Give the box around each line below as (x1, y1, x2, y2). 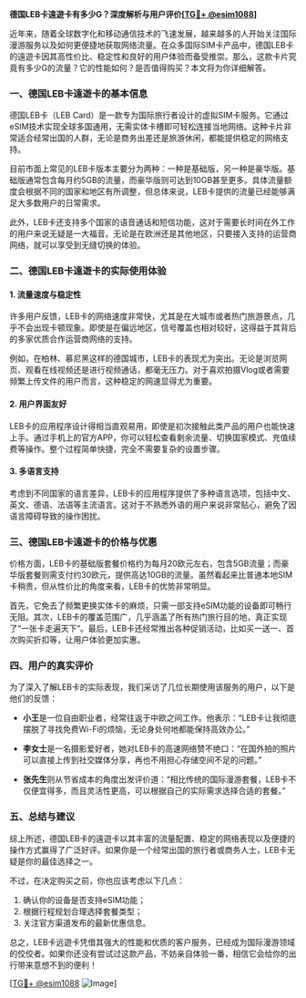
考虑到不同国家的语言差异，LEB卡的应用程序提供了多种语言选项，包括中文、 (9, 488, 296, 499)
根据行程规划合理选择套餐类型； (22, 906, 143, 917)
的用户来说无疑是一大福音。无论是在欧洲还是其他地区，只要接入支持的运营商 (9, 228, 297, 240)
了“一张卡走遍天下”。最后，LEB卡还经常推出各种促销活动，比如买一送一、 (9, 623, 287, 634)
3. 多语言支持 (9, 466, 59, 477)
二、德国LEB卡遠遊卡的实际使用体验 (9, 264, 167, 277)
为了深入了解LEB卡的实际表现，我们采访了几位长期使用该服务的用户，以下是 (9, 682, 296, 693)
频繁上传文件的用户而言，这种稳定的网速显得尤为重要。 (9, 376, 217, 386)
